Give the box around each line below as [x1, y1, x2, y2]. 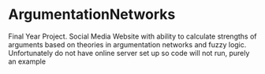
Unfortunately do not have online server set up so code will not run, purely [8, 48, 250, 57]
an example [8, 57, 46, 66]
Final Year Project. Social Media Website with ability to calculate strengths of [8, 31, 257, 41]
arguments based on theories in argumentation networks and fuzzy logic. [8, 39, 247, 49]
